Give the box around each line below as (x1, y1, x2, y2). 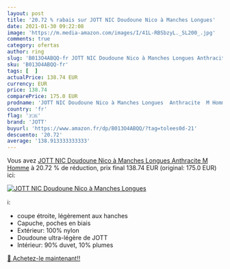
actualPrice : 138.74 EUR (7, 73, 78, 81)
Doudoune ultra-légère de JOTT (16, 234, 108, 242)
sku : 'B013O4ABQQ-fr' (7, 61, 69, 68)
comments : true (7, 36, 51, 43)
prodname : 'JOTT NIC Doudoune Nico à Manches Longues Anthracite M (7, 100, 210, 106)
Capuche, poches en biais (16, 219, 91, 227)
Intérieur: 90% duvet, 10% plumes (16, 241, 114, 249)
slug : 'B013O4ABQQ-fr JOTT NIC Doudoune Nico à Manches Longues (7, 55, 194, 62)
